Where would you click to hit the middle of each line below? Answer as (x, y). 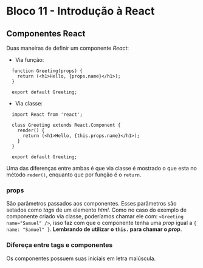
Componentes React (46, 34)
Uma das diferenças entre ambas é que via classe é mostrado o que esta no (102, 168)
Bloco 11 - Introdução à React (81, 11)
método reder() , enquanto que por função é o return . (74, 175)
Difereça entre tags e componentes (60, 245)
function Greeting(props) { (47, 71)
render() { (31, 130)
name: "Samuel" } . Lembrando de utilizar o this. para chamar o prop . (94, 229)
